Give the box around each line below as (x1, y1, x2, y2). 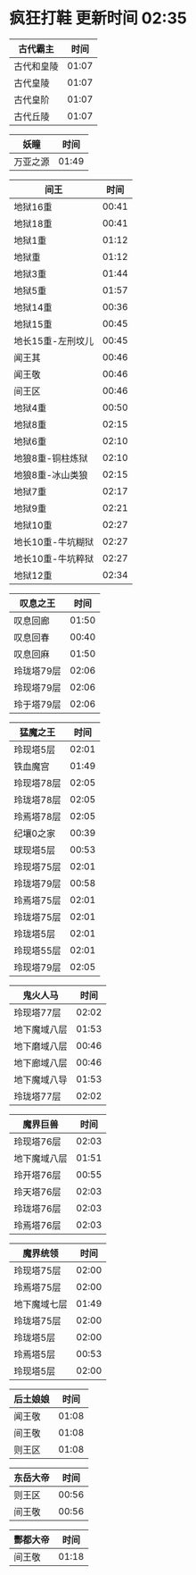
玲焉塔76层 (13, 1219, 61, 1231)
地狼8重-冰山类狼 (13, 468, 88, 481)
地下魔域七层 (13, 1297, 69, 1310)
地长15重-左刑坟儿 (13, 334, 94, 347)
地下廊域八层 (13, 1056, 69, 1068)
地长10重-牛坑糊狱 (13, 535, 94, 548)
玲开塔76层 (13, 1169, 61, 1181)
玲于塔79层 (13, 698, 61, 710)
